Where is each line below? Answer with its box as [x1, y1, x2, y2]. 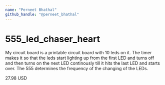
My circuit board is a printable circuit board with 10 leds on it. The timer [5, 50, 152, 56]
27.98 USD [5, 75, 27, 81]
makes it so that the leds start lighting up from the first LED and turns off [5, 55, 154, 61]
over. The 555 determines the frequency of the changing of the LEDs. [5, 66, 148, 72]
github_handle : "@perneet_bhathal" [5, 12, 79, 17]
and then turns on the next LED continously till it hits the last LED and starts [5, 60, 160, 66]
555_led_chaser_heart [5, 33, 100, 45]
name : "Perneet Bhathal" [5, 7, 57, 12]
